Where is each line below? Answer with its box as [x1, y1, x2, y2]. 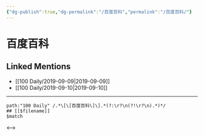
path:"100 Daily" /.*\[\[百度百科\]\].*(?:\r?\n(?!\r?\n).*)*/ [6, 103, 166, 109]
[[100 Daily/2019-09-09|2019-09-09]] [15, 77, 110, 85]
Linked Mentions [6, 61, 71, 72]
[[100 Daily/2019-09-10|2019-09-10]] [15, 84, 108, 91]
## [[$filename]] [6, 107, 50, 114]
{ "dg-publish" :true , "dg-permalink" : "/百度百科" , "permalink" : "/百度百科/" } [6, 8, 192, 15]
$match [6, 113, 23, 119]
